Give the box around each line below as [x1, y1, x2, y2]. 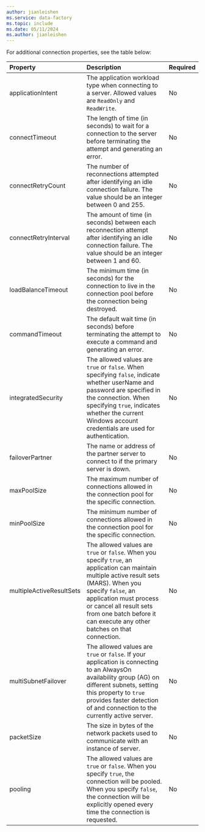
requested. [86, 815, 118, 824]
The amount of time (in [86, 211, 152, 219]
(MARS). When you [86, 579, 142, 588]
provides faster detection [86, 696, 159, 705]
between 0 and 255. [86, 200, 145, 209]
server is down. [86, 465, 131, 474]
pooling [9, 785, 31, 793]
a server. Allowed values [86, 89, 157, 97]
